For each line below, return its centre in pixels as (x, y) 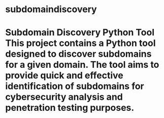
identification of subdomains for (75, 86)
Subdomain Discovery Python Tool (80, 33)
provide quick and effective (64, 76)
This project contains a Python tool (80, 43)
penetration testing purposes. (70, 108)
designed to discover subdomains (78, 54)
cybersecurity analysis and (64, 97)
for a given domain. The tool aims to (82, 65)
